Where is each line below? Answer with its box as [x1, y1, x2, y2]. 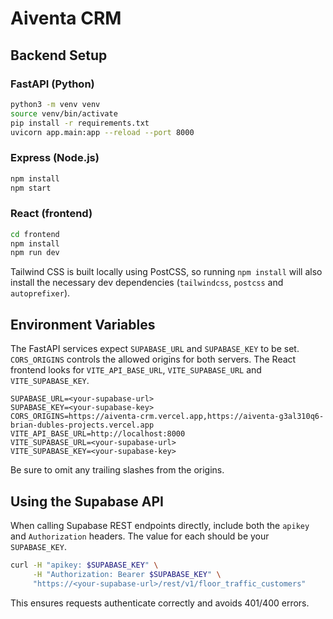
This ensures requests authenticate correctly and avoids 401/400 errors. [10, 597, 310, 609]
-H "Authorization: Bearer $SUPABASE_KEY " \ [32, 569, 222, 579]
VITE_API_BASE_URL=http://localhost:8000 [10, 429, 186, 439]
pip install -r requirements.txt [10, 118, 150, 128]
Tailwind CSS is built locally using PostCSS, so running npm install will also [10, 266, 323, 278]
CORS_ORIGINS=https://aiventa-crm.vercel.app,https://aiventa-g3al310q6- [10, 412, 325, 422]
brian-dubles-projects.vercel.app [10, 420, 155, 431]
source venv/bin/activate [10, 108, 118, 119]
